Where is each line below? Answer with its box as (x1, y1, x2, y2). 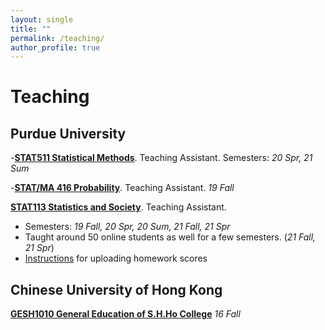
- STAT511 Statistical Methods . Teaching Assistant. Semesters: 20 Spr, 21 (10, 152, 313, 164)
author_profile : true (10, 42, 101, 53)
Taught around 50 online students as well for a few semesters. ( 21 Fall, (24, 231, 317, 243)
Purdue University (10, 125, 127, 142)
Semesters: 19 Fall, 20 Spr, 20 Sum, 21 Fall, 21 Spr (24, 221, 231, 233)
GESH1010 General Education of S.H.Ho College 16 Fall (10, 308, 241, 320)
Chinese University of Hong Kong (10, 281, 223, 298)
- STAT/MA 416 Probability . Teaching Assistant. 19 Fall (10, 182, 235, 194)
